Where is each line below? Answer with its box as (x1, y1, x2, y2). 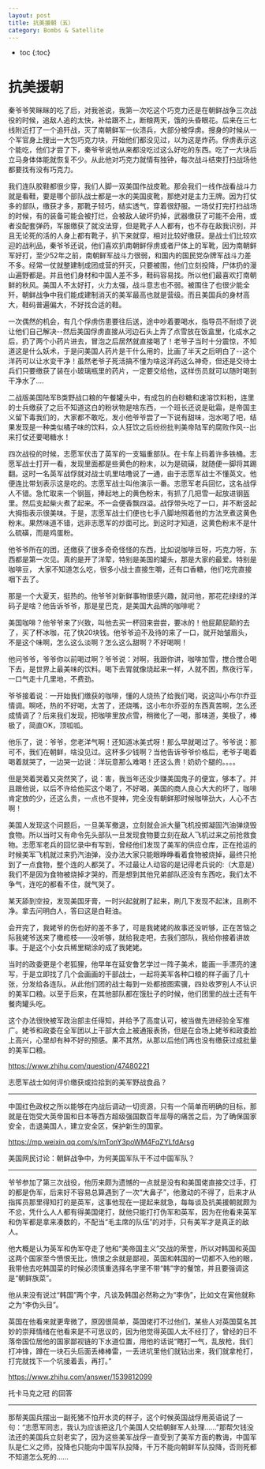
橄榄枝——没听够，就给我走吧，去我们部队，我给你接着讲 (56, 933, 243, 942)
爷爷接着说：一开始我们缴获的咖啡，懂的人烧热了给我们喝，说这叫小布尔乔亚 (8, 691, 257, 701)
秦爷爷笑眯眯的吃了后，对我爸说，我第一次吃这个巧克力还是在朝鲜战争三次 (8, 106, 250, 115)
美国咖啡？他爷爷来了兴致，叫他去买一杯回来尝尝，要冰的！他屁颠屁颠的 (8, 618, 243, 628)
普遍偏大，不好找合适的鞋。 (35, 300, 126, 310)
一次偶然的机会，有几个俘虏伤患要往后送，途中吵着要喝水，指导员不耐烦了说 (8, 317, 257, 326)
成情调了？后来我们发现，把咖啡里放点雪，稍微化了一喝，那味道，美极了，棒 (8, 711, 257, 720)
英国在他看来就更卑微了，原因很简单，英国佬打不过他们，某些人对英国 (8, 1317, 237, 1327)
